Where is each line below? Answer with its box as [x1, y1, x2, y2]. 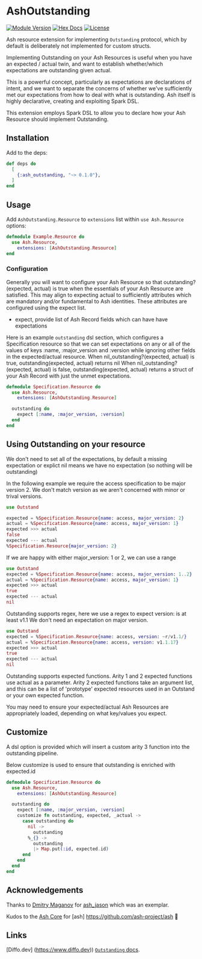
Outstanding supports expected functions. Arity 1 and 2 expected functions [6, 672, 192, 680]
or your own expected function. [6, 692, 84, 699]
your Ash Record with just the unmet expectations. [6, 372, 132, 379]
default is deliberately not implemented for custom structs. [6, 42, 151, 49]
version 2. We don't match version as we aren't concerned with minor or [6, 486, 185, 493]
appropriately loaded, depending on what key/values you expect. [6, 710, 167, 717]
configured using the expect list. [6, 304, 87, 311]
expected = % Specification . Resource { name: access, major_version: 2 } [6, 515, 185, 521]
